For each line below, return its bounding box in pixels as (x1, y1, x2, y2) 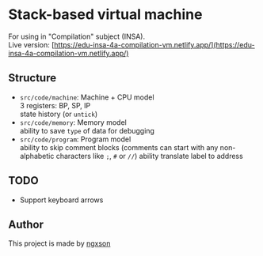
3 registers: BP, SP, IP (19, 100, 91, 110)
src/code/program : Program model (19, 134, 131, 144)
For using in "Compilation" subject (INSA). (8, 32, 145, 41)
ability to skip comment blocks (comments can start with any (19, 142, 219, 152)
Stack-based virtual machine (8, 6, 203, 24)
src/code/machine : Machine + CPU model (19, 92, 154, 102)
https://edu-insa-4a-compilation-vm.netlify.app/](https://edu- (54, 40, 255, 49)
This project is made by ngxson (8, 239, 111, 248)
